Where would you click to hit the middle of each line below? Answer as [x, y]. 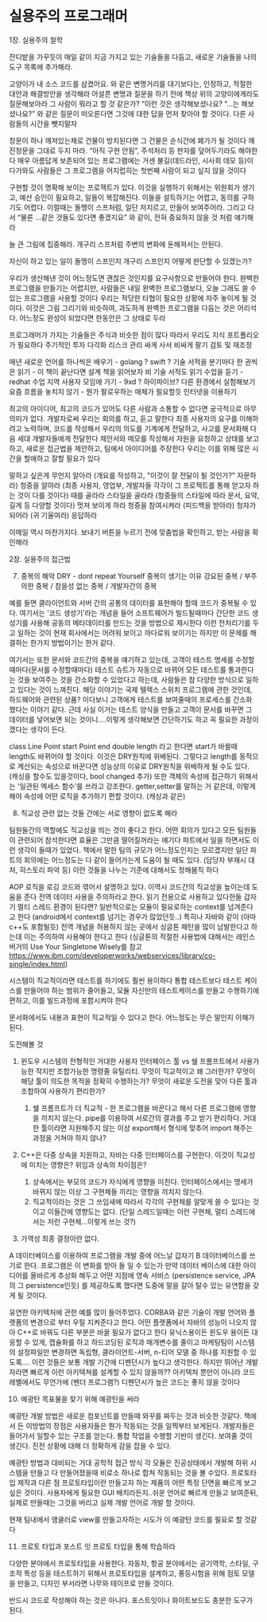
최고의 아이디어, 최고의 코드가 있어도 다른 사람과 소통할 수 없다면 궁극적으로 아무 [133, 408]
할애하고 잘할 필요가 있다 [62, 458]
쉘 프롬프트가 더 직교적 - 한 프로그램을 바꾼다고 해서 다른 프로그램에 [137, 1108]
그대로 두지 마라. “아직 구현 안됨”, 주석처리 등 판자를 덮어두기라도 [136, 150]
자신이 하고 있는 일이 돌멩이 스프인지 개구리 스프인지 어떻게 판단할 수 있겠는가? [131, 261]
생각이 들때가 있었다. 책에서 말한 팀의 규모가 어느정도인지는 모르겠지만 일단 [133, 850]
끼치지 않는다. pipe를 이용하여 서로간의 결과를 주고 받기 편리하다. [141, 1117]
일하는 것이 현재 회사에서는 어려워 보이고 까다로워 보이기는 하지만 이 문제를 [133, 632]
